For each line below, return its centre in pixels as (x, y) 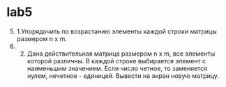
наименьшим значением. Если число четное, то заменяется (117, 68)
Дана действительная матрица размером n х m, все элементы (121, 54)
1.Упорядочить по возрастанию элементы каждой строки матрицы (116, 31)
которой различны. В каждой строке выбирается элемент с (116, 61)
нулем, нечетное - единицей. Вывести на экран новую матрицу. (123, 76)
